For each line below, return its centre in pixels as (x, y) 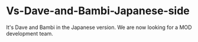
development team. (30, 33)
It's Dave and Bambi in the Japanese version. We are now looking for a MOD (99, 27)
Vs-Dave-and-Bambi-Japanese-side (98, 11)
